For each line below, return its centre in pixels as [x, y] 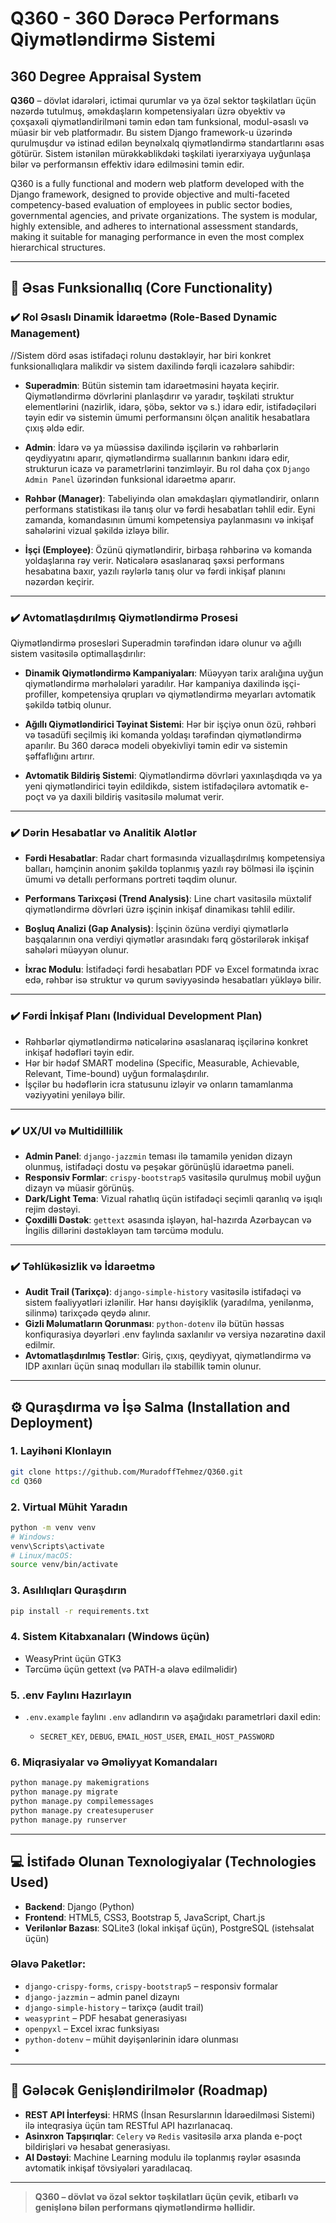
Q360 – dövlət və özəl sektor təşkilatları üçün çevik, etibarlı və [166, 2196]
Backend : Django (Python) [79, 1906]
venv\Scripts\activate [57, 1546]
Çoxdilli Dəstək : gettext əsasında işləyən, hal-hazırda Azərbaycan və [168, 1219]
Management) [45, 334]
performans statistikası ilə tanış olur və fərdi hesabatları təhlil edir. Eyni [170, 509]
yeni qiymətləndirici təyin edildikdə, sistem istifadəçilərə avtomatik [161, 786]
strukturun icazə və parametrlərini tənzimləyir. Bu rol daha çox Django [167, 468]
